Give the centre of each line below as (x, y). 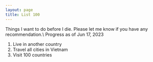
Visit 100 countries (32, 55)
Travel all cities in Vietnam (40, 49)
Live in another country (37, 44)
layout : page (19, 10)
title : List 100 (23, 15)
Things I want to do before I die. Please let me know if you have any (77, 29)
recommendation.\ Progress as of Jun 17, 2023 (54, 34)
